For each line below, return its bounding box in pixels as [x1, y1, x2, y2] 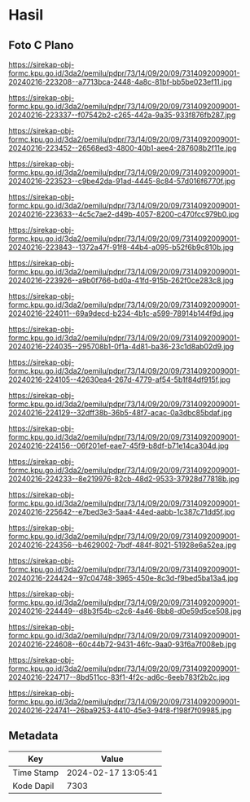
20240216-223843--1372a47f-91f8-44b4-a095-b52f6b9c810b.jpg [8, 243, 235, 252]
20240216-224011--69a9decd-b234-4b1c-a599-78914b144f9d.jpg [8, 309, 234, 318]
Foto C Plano [8, 38, 74, 52]
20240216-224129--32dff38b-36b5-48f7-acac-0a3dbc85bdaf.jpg [8, 408, 233, 417]
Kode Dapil [12, 780, 55, 791]
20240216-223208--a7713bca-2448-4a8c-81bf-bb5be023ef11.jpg [8, 77, 233, 86]
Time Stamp [12, 767, 59, 778]
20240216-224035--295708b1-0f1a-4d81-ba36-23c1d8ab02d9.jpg [8, 342, 235, 351]
